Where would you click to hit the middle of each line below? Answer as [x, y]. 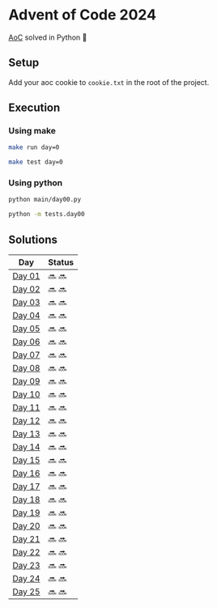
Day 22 [26, 552]
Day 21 [26, 539]
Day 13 [26, 434]
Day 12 [26, 421]
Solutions [33, 239]
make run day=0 [34, 147]
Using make [32, 131]
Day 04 [26, 316]
